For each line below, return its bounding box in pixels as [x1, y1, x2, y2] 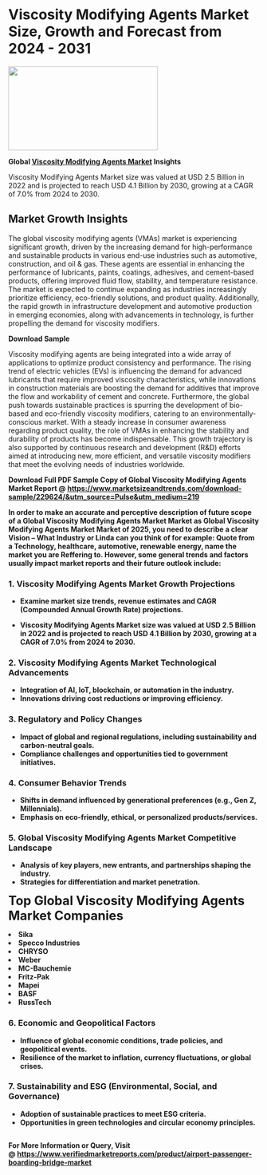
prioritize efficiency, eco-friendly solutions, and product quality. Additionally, [8, 293, 260, 303]
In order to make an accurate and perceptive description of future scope [8, 507, 253, 516]
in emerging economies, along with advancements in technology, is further [8, 310, 254, 319]
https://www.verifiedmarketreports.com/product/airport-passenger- [17, 1149, 253, 1159]
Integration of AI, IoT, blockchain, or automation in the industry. [19, 685, 234, 695]
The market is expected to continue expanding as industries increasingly [8, 284, 247, 294]
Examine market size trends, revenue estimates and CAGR [19, 596, 217, 606]
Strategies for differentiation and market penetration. [19, 877, 201, 887]
